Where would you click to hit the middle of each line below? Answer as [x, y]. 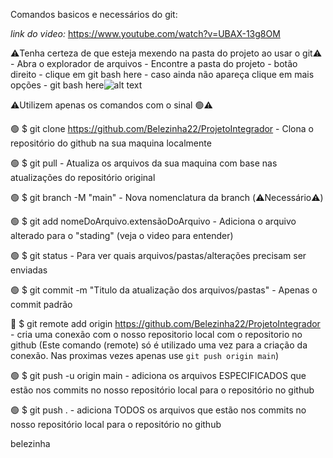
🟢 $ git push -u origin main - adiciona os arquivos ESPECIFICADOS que [158, 375]
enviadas [29, 270]
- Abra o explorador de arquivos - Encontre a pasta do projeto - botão [154, 63]
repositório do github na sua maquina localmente [111, 143]
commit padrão [41, 304]
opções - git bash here [57, 85]
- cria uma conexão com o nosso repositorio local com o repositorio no [156, 334]
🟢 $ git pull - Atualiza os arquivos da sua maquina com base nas [144, 163]
